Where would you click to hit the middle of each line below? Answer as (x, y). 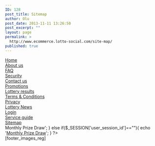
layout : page (18, 32)
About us (14, 65)
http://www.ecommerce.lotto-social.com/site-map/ (61, 42)
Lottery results (20, 91)
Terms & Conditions (25, 97)
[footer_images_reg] (25, 138)
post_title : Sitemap (26, 14)
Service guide (19, 117)
